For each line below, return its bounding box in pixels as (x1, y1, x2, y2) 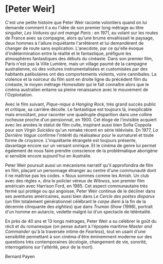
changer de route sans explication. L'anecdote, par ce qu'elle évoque (5, 45, 144, 51)
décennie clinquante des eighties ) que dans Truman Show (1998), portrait (5, 203, 153, 210)
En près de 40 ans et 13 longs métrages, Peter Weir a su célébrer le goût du (5, 218, 157, 224)
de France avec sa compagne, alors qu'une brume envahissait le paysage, (5, 35, 154, 41)
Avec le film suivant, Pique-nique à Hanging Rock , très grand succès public (5, 101, 157, 107)
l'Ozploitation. (5, 91, 33, 98)
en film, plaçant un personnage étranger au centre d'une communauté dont (5, 167, 157, 173)
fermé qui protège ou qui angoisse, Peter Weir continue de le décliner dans (5, 188, 156, 194)
